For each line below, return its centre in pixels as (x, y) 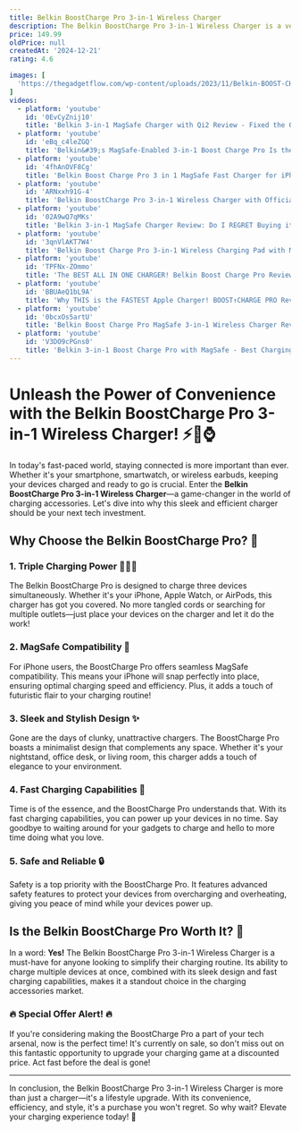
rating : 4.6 (31, 59)
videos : (24, 100)
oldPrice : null (37, 43)
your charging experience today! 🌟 (73, 1117)
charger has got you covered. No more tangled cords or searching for (137, 604)
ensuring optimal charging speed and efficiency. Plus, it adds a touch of (142, 685)
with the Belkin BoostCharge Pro (132, 413)
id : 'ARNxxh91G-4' (59, 192)
